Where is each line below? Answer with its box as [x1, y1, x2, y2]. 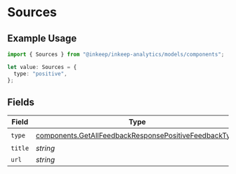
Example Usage [7, 32, 77, 44]
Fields [7, 96, 35, 108]
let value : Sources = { [7, 63, 77, 70]
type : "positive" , [13, 70, 68, 77]
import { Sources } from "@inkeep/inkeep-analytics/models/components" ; [7, 51, 225, 58]
